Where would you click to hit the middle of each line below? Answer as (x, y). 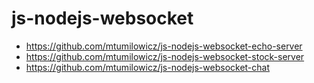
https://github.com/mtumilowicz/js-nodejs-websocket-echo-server (164, 46)
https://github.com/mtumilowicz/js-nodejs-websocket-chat (148, 67)
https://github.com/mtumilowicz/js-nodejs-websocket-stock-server (165, 56)
